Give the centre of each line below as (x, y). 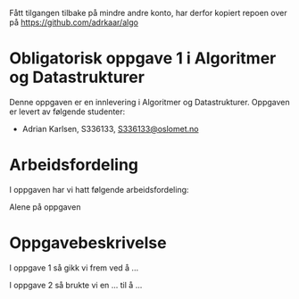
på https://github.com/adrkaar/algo (74, 22)
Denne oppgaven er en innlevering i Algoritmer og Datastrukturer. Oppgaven (149, 102)
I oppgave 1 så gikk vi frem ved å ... (74, 268)
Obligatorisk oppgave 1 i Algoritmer (143, 58)
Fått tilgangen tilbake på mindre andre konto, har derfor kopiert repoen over (148, 13)
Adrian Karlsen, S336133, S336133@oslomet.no (110, 129)
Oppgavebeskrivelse (88, 243)
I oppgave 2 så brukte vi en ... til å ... (76, 285)
